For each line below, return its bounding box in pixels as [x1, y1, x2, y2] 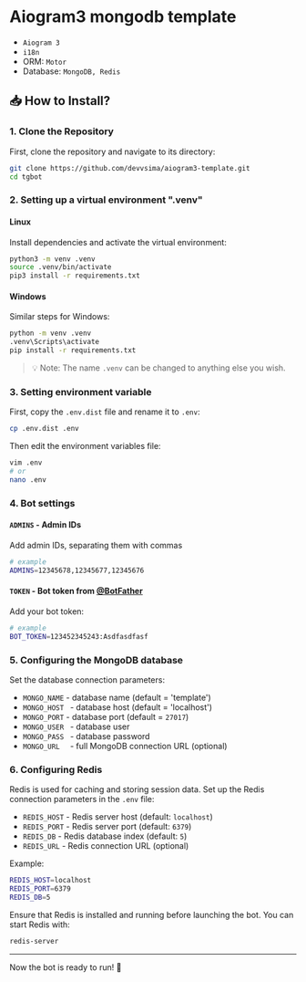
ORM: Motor [22, 56, 66, 67]
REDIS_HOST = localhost [9, 876, 92, 885]
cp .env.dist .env [9, 424, 79, 434]
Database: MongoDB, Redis [22, 66, 121, 77]
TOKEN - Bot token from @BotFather [9, 586, 143, 597]
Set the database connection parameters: [9, 674, 166, 685]
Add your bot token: [9, 605, 85, 617]
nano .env [9, 475, 47, 485]
